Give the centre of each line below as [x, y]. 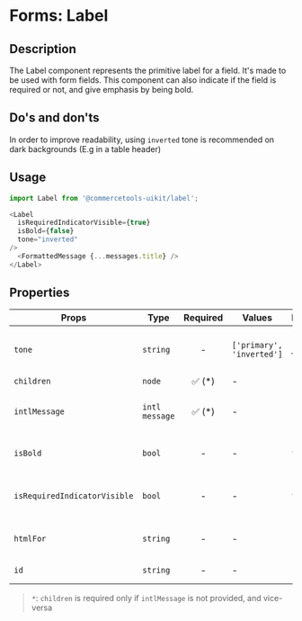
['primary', [258, 346]
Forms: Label [59, 16]
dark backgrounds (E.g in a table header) [85, 148]
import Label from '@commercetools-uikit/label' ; [104, 198]
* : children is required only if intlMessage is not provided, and [147, 598]
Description [43, 49]
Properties [40, 293]
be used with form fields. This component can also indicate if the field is [143, 80]
